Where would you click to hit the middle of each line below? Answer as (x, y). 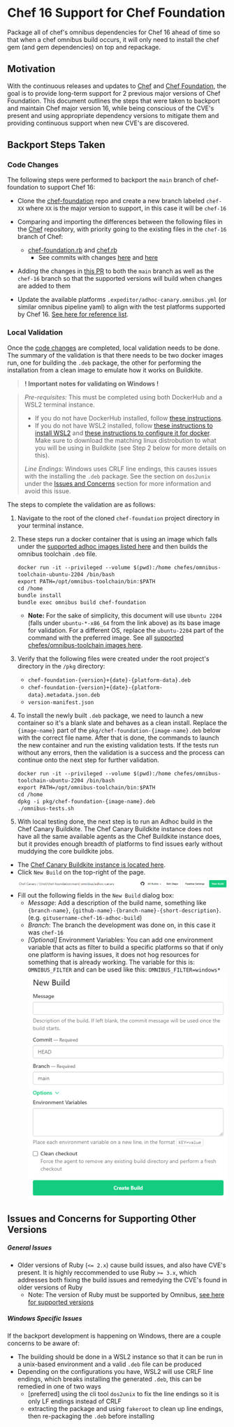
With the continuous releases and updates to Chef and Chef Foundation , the (117, 86)
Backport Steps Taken (57, 145)
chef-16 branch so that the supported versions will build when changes (119, 279)
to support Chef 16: (67, 187)
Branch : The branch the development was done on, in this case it (122, 925)
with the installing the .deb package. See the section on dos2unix (117, 476)
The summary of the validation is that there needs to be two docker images (115, 355)
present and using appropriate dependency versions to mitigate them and (113, 115)
